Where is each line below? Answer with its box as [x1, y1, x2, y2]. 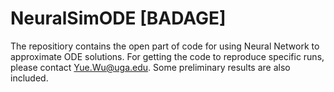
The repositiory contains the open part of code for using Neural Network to [10, 40, 320, 52]
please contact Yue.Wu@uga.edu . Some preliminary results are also [10, 61, 291, 73]
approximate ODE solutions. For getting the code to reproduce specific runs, [10, 50, 325, 62]
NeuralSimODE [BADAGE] [10, 7, 227, 30]
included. [10, 72, 49, 84]
